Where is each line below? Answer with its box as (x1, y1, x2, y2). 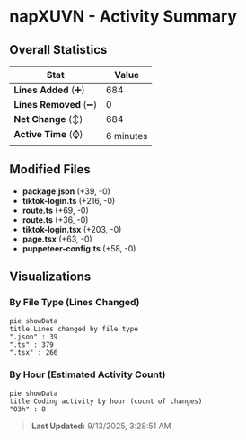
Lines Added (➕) (13, 84, 85, 96)
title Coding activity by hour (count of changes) (9, 397, 203, 406)
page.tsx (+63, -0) (22, 233, 92, 244)
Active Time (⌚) (13, 128, 83, 140)
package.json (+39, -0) (22, 186, 110, 197)
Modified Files (9, 162, 92, 177)
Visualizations (9, 269, 92, 285)
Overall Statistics (9, 42, 108, 57)
